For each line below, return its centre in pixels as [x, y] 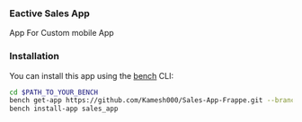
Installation [35, 57]
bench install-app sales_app [64, 109]
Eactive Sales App [49, 13]
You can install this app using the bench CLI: [92, 75]
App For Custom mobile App [62, 33]
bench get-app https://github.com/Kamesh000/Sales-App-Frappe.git [136, 100]
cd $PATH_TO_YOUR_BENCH [54, 92]
